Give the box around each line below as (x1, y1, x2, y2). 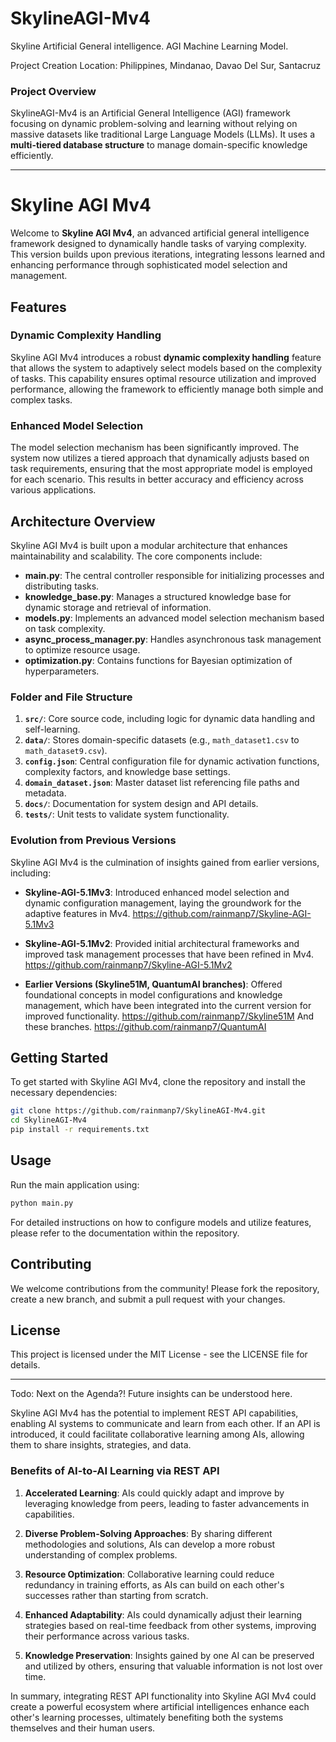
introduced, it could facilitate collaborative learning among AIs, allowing (10, 1428, 305, 1441)
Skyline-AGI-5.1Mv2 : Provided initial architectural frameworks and (24, 937, 300, 949)
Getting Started (10, 1049, 109, 1066)
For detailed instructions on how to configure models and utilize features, (10, 1216, 312, 1228)
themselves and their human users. (10, 1722, 156, 1734)
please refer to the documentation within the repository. (10, 1227, 240, 1239)
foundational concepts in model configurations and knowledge (24, 988, 283, 1001)
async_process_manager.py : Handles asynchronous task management (24, 633, 322, 645)
